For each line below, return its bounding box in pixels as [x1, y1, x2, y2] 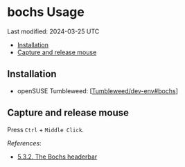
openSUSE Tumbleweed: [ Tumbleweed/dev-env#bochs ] [17, 86, 179, 95]
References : [7, 138, 42, 147]
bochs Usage [7, 4, 85, 20]
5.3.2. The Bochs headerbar [17, 152, 98, 161]
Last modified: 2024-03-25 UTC [7, 27, 100, 35]
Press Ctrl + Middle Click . [7, 125, 85, 134]
